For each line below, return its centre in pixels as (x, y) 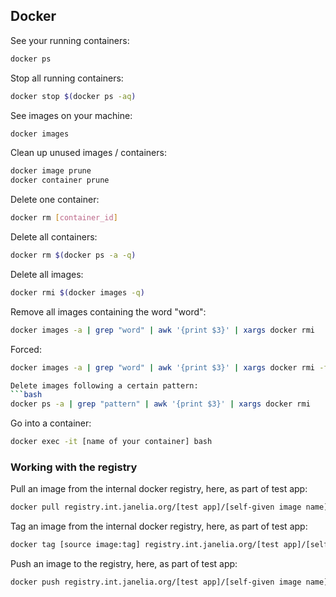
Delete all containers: (54, 237)
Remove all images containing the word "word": (108, 311)
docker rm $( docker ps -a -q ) (73, 255)
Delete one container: (55, 200)
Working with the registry (74, 467)
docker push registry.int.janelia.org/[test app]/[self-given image (156, 582)
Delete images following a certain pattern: (104, 385)
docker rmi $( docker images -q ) (77, 292)
